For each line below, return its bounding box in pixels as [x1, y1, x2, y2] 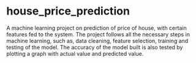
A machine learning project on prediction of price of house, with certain [6, 24, 187, 31]
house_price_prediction [6, 4, 130, 18]
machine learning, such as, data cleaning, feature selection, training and [6, 37, 189, 44]
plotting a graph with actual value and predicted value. [6, 50, 144, 57]
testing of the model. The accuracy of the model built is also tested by [6, 44, 183, 51]
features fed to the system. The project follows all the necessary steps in [6, 30, 190, 38]
